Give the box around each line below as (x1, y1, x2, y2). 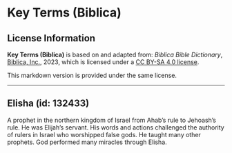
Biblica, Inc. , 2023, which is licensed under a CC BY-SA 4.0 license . (7, 58, 200, 66)
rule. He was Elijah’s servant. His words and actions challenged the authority (7, 123, 224, 132)
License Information (7, 32, 95, 44)
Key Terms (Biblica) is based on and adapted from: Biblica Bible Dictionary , (7, 50, 223, 59)
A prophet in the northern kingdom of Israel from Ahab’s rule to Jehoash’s (7, 116, 216, 124)
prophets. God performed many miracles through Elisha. (7, 138, 167, 146)
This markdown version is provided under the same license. (7, 71, 177, 79)
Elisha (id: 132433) (7, 98, 90, 110)
